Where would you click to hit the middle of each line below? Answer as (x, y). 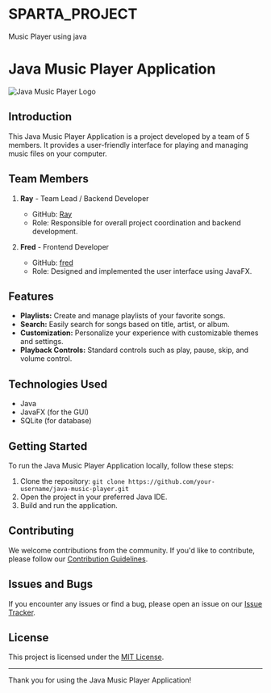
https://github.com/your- (171, 481)
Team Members (48, 179)
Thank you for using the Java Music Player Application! (100, 680)
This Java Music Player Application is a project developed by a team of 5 (129, 136)
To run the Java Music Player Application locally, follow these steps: (121, 465)
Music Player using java (48, 36)
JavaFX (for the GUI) (54, 412)
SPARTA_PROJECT (73, 14)
